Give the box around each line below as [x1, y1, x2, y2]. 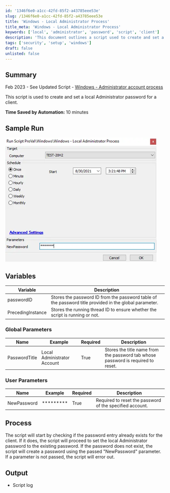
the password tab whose [104, 352, 156, 358]
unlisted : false [5, 51, 39, 56]
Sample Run [5, 124, 44, 132]
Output [5, 469, 28, 477]
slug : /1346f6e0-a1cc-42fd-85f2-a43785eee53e [5, 13, 103, 19]
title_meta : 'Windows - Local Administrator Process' [5, 24, 121, 30]
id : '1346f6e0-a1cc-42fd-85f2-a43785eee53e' [5, 8, 101, 13]
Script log [12, 482, 33, 488]
